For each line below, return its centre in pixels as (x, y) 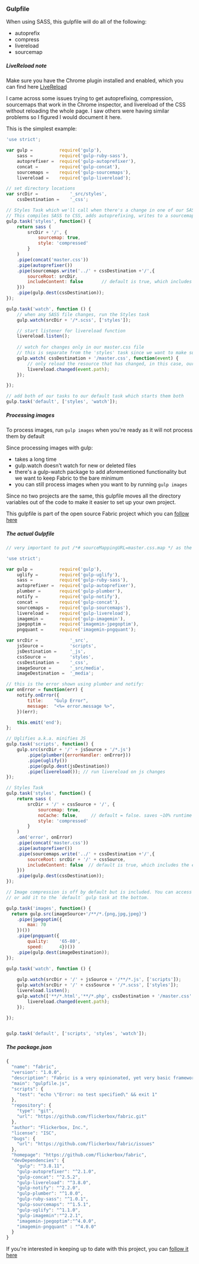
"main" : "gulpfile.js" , (41, 1083)
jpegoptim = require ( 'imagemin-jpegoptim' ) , (78, 624)
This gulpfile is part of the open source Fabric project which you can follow (98, 514)
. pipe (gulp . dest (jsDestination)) (69, 766)
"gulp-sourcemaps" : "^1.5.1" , (54, 1205)
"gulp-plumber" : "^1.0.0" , (50, 1194)
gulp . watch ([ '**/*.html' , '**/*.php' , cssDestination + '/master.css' (105, 996)
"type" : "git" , (36, 1111)
